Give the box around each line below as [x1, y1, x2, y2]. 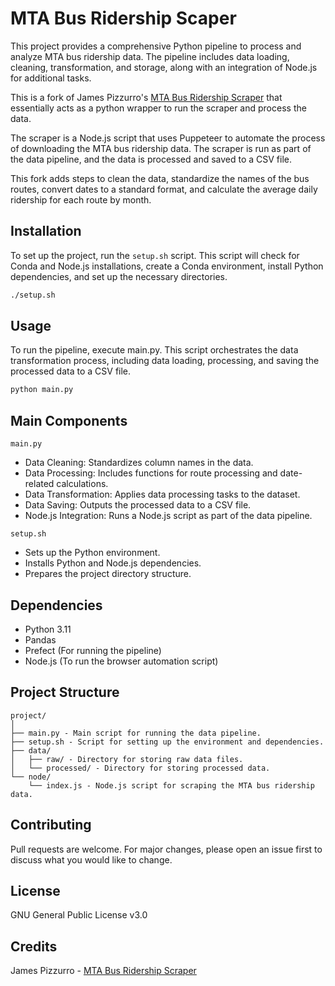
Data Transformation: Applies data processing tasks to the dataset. [24, 488, 301, 501]
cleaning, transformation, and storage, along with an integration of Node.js [10, 61, 318, 73]
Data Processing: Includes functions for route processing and [24, 467, 278, 479]
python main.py [10, 385, 74, 395]
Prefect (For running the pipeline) [24, 644, 162, 656]
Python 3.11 [24, 623, 72, 635]
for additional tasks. [10, 72, 92, 84]
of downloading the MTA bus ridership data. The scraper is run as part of [10, 142, 312, 154]
